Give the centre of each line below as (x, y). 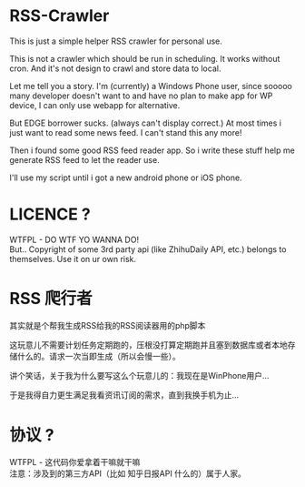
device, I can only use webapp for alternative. (95, 105)
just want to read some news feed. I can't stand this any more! (126, 132)
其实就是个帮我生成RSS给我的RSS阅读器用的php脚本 (108, 325)
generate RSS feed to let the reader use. (85, 159)
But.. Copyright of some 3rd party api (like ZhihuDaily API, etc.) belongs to (148, 249)
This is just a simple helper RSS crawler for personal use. (116, 41)
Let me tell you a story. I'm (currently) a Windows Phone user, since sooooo (151, 86)
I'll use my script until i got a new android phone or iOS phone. (126, 178)
